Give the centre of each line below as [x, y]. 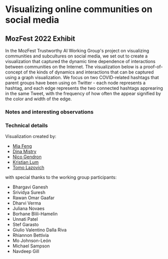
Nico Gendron [27, 157]
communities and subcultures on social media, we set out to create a [76, 56]
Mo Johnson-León [32, 241]
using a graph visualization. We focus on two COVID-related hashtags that [82, 77]
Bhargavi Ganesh [30, 187]
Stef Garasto [26, 225]
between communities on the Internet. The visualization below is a [74, 67]
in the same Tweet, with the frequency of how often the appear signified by [83, 93]
